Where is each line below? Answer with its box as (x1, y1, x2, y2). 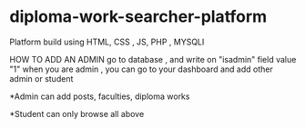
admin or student (9, 73, 74, 84)
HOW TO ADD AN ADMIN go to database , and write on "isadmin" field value (9, 54, 297, 64)
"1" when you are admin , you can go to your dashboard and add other (9, 64, 273, 74)
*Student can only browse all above (9, 108, 145, 119)
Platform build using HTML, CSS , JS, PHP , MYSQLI (9, 36, 205, 47)
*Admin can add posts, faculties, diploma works (9, 91, 190, 102)
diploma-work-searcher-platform (9, 6, 268, 27)
